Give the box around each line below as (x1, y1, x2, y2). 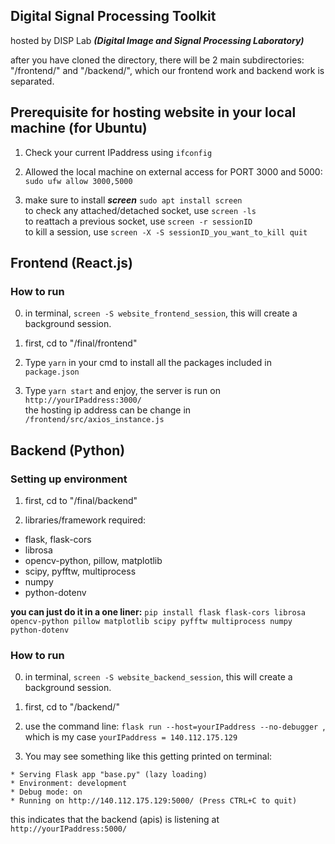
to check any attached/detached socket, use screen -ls (24, 204, 257, 216)
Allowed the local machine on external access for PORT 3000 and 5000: (24, 165, 323, 178)
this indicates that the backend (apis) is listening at (10, 814, 220, 826)
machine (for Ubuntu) (10, 120, 148, 137)
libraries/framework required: (24, 514, 147, 526)
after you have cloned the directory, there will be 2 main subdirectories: (10, 54, 305, 66)
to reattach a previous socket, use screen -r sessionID (24, 215, 253, 227)
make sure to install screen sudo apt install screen (24, 194, 243, 206)
